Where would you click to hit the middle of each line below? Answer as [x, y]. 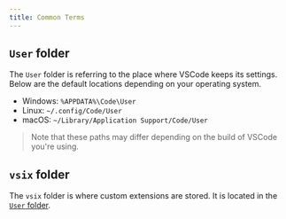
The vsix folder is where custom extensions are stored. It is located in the [143, 196]
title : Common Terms [47, 17]
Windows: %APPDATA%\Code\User [79, 101]
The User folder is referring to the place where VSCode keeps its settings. [143, 74]
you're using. [55, 146]
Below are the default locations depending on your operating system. [135, 84]
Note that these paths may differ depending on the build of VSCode [154, 137]
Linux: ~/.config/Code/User [72, 111]
